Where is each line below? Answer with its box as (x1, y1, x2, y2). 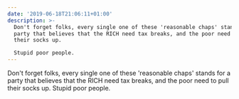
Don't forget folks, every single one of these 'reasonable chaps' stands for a (7, 69, 231, 77)
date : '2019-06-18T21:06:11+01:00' (7, 10, 113, 18)
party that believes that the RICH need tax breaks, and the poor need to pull (7, 76, 229, 85)
